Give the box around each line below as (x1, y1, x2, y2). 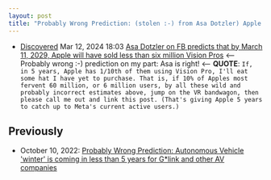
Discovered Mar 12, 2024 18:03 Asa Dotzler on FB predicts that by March (19, 41, 263, 51)
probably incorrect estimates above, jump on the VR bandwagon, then (19, 88, 260, 97)
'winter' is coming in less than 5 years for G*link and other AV (19, 154, 225, 164)
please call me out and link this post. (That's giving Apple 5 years (19, 95, 263, 103)
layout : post (8, 11, 52, 20)
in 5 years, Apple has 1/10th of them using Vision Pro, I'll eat (19, 67, 248, 75)
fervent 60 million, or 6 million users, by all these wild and (19, 82, 241, 90)
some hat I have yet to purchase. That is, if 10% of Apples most (19, 74, 248, 82)
